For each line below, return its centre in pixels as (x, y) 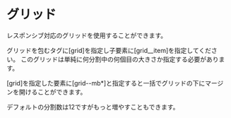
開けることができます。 (53, 92)
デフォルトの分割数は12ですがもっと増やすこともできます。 (93, 107)
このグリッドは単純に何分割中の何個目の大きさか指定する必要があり (119, 59)
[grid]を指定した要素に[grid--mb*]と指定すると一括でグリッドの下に (106, 83)
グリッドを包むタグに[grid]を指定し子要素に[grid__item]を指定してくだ (109, 50)
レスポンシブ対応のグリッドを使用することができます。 (87, 35)
